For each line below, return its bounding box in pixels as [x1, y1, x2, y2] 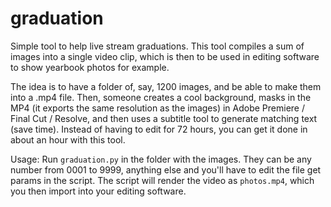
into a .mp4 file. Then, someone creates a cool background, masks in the [10, 91, 312, 103]
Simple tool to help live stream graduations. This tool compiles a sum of [10, 40, 305, 52]
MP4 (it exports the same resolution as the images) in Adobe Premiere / [10, 102, 305, 114]
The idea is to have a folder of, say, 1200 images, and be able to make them [10, 80, 322, 92]
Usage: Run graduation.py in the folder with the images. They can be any [10, 153, 312, 165]
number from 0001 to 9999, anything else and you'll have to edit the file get [10, 163, 322, 176]
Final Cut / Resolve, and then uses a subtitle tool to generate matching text [10, 112, 318, 124]
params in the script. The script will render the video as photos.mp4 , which [10, 174, 315, 186]
